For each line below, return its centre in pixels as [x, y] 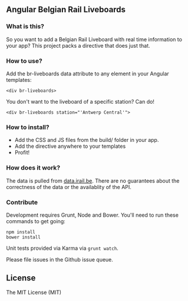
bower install [24, 237]
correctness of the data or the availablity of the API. [69, 187]
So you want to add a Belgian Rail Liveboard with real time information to [94, 39]
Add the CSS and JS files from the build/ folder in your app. [87, 140]
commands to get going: [36, 221]
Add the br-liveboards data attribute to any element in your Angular [88, 74]
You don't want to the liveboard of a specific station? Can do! [80, 101]
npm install [21, 232]
